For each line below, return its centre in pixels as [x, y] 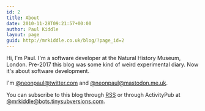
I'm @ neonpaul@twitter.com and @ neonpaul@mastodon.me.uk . [87, 83]
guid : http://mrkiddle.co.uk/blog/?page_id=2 [65, 40]
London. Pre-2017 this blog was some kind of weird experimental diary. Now [102, 64]
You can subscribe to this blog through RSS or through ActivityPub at [93, 95]
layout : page [23, 35]
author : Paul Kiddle [33, 29]
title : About [23, 18]
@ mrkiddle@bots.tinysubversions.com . [56, 101]
